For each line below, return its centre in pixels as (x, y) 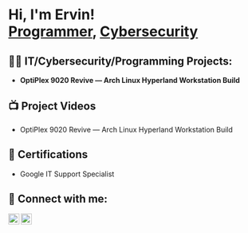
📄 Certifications (48, 154)
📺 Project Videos (52, 107)
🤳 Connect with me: (58, 199)
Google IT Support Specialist (67, 174)
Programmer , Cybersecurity (103, 32)
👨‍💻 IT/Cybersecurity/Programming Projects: (120, 61)
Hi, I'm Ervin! (52, 15)
